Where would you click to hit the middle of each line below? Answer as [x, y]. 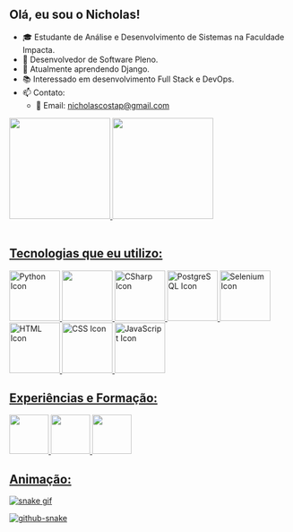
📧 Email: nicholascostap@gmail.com [103, 105]
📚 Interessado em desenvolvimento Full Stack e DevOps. [128, 79]
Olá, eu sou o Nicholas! [75, 15]
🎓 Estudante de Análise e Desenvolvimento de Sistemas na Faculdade [153, 37]
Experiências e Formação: [84, 398]
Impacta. [39, 49]
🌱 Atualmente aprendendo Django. [86, 69]
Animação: [40, 479]
